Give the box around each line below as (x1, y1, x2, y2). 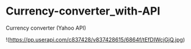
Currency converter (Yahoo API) (5, 24, 87, 31)
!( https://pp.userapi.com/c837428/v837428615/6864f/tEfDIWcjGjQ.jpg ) (5, 36, 186, 43)
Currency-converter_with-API (5, 4, 160, 18)
